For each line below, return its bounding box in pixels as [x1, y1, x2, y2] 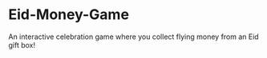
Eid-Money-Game [8, 6, 130, 24]
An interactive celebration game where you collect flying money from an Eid [8, 32, 259, 41]
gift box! [8, 40, 36, 49]
